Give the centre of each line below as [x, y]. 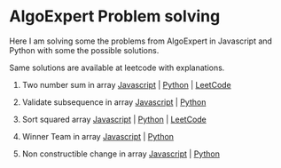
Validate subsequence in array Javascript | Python [114, 102]
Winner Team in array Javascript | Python [98, 136]
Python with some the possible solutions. [84, 50]
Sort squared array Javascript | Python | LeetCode [114, 119]
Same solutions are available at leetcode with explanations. [117, 68]
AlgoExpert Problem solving [115, 16]
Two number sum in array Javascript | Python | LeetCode [127, 84]
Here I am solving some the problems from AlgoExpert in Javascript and [141, 41]
